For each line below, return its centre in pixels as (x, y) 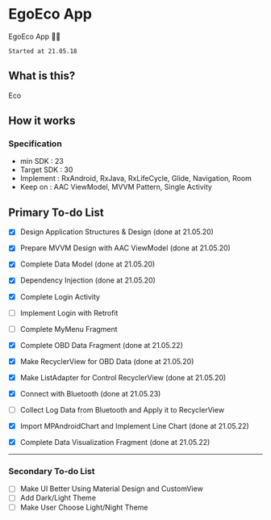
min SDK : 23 (42, 161)
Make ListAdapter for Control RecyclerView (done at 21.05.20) (123, 377)
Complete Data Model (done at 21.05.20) (88, 264)
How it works (42, 121)
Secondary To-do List (52, 472)
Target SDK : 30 (46, 170)
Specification (35, 144)
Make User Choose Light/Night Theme (84, 507)
